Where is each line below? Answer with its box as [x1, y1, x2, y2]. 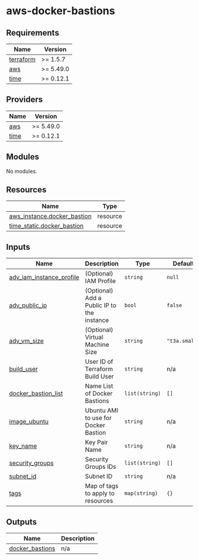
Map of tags [85, 482, 119, 490]
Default [172, 259, 194, 268]
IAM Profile [85, 277, 116, 285]
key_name [9, 442, 37, 450]
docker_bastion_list [9, 390, 63, 398]
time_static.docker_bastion [9, 222, 84, 230]
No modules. [6, 168, 37, 175]
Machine [85, 340, 110, 349]
